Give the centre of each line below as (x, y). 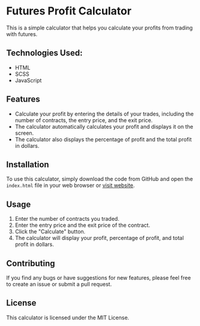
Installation (28, 165)
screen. (24, 133)
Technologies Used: (44, 53)
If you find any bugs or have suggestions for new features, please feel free (98, 278)
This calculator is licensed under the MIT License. (68, 318)
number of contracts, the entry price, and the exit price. (84, 120)
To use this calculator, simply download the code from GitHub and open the (100, 179)
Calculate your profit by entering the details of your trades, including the (104, 114)
